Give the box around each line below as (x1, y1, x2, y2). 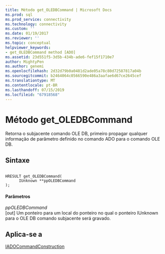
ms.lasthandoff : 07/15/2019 (5, 87, 65, 93)
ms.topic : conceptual (5, 40, 51, 46)
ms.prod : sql (5, 12, 33, 17)
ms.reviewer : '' (5, 36, 39, 41)
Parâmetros (5, 193, 30, 199)
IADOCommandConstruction (5, 243, 65, 249)
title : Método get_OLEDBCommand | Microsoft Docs (5, 7, 112, 13)
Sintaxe (5, 156, 30, 164)
